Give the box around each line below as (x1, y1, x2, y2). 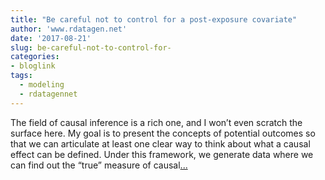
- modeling (19, 80, 65, 90)
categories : (10, 52, 60, 62)
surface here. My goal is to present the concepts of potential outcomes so (10, 127, 316, 139)
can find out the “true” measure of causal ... (10, 159, 188, 171)
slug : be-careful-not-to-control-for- (10, 42, 172, 53)
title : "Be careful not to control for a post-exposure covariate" (10, 14, 298, 25)
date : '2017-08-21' (10, 33, 92, 43)
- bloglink (10, 61, 56, 71)
